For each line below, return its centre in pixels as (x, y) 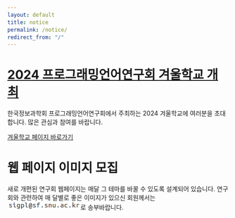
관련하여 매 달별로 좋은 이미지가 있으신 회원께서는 (88, 198)
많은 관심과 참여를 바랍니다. (65, 122)
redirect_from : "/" (36, 37)
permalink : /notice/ (38, 30)
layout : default (31, 15)
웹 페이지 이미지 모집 (63, 168)
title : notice (28, 22)
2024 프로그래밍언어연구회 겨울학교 (106, 75)
